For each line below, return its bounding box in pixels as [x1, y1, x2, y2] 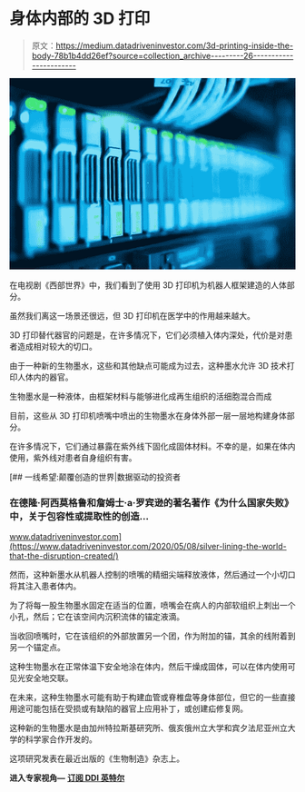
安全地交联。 [25, 673, 74, 684]
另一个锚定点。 [9, 642, 65, 653]
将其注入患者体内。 [9, 580, 82, 591]
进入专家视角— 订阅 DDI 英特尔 [9, 773, 125, 784]
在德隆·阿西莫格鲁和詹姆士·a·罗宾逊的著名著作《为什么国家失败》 [9, 496, 294, 509]
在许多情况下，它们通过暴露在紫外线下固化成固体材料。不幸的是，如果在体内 [9, 441, 296, 451]
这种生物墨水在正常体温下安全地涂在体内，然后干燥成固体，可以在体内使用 [9, 661, 288, 672]
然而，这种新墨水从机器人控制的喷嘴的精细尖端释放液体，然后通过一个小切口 [9, 569, 296, 580]
